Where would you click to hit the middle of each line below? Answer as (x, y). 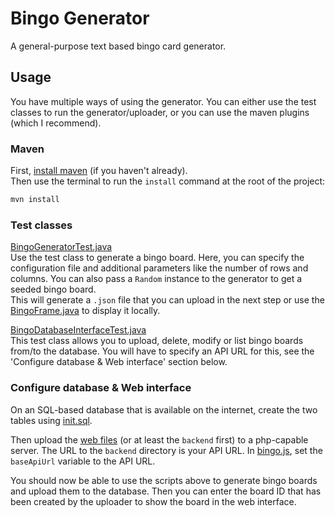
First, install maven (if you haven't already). (99, 171)
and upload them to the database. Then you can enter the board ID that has (166, 491)
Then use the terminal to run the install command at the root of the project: (168, 181)
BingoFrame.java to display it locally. (85, 311)
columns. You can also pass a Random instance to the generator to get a (156, 279)
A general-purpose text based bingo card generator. (118, 46)
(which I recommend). (56, 123)
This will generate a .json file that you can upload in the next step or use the (167, 300)
